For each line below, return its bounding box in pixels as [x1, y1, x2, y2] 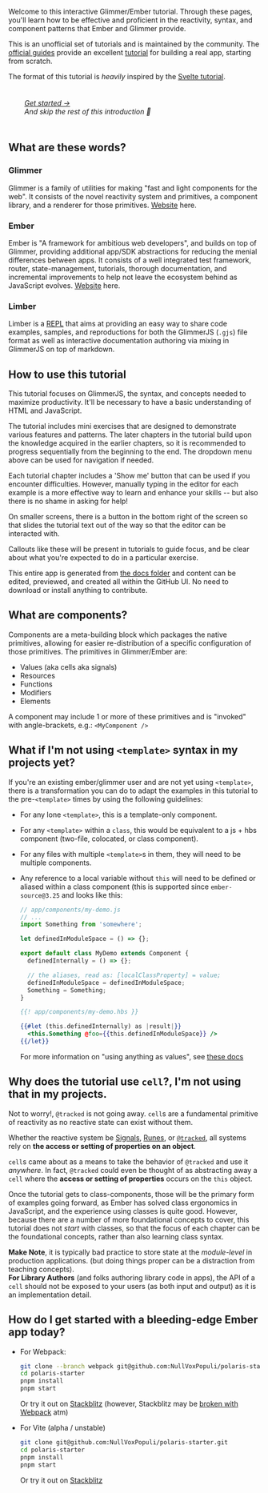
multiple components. [19, 858, 92, 867]
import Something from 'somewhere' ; [19, 920, 142, 929]
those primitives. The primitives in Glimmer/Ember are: [8, 646, 188, 656]
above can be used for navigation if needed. [8, 455, 154, 465]
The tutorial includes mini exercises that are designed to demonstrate [8, 422, 237, 431]
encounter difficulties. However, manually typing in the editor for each [8, 479, 238, 489]
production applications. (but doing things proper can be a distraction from [8, 1255, 255, 1265]
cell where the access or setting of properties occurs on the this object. [8, 1174, 254, 1183]
